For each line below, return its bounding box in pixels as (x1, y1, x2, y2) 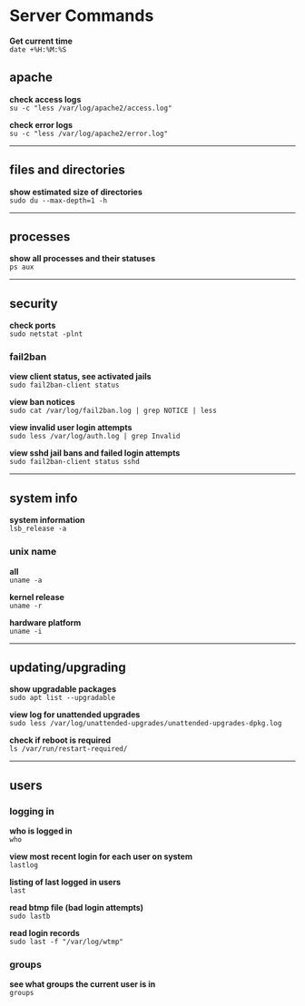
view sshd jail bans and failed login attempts (9, 448, 181, 459)
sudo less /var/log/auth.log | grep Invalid (9, 432, 181, 441)
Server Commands (9, 5, 154, 26)
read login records (9, 928, 80, 939)
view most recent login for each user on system (9, 851, 193, 863)
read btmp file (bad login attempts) (9, 902, 143, 913)
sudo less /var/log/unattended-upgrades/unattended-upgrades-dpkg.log (9, 719, 282, 728)
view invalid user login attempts (9, 422, 133, 433)
